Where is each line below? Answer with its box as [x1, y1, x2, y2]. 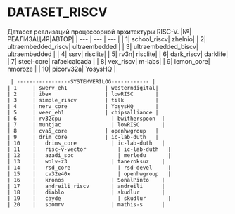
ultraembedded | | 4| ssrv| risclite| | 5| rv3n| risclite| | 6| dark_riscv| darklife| [7, 50, 229, 58]
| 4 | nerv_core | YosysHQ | [7, 102, 159, 109]
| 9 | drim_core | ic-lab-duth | [7, 133, 159, 140]
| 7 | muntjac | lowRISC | [7, 121, 165, 128]
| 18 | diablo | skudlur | [7, 189, 165, 196]
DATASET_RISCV [7, 4, 108, 20]
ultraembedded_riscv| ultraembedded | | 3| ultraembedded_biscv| [7, 42, 199, 51]
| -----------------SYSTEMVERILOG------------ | [10, 78, 156, 85]
